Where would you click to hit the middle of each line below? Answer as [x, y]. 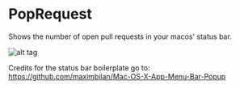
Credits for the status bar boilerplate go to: [79, 68]
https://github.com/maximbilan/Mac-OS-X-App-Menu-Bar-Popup [117, 76]
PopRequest [51, 14]
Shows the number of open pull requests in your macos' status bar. [120, 36]
